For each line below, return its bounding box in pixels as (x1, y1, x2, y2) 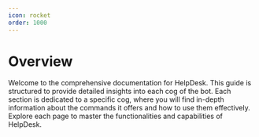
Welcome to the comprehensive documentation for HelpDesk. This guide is (8, 78, 252, 88)
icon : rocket (8, 11, 51, 20)
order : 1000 (8, 19, 47, 27)
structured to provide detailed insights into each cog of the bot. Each (8, 87, 231, 96)
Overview (8, 52, 73, 70)
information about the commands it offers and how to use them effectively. (8, 103, 250, 113)
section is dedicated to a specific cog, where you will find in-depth (8, 95, 224, 104)
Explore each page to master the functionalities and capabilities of (8, 111, 223, 121)
